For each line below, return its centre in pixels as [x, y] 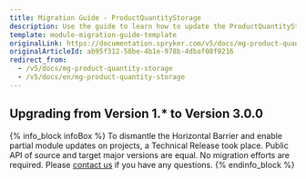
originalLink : [36, 43]
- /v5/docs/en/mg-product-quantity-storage [101, 77]
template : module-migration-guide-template [93, 35]
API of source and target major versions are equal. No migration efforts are [149, 154]
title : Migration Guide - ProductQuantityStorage [106, 18]
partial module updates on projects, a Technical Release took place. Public [149, 145]
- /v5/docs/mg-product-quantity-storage [95, 69]
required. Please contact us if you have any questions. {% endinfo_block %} [152, 164]
